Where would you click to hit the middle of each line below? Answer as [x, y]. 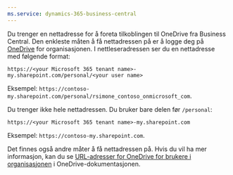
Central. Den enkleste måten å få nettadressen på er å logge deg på [106, 41]
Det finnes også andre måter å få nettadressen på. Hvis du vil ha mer [107, 149]
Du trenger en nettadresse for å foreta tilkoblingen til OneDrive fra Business [117, 34]
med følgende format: [39, 56]
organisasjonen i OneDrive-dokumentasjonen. [74, 164]
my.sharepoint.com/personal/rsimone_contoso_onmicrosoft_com [99, 96]
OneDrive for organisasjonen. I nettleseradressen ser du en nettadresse [111, 48]
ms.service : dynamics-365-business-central [72, 14]
